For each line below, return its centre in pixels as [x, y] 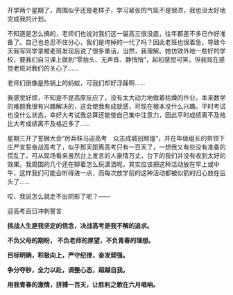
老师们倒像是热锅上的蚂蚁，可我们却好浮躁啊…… [76, 83]
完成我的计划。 [28, 19]
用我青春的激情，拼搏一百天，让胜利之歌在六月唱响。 [83, 285]
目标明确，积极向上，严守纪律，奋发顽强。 [68, 255]
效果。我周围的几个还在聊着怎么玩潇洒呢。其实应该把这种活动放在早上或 [110, 164]
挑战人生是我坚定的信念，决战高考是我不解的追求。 [80, 226]
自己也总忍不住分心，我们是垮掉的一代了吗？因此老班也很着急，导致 [122, 42]
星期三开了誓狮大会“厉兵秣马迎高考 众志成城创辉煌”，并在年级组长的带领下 [116, 138]
